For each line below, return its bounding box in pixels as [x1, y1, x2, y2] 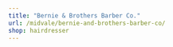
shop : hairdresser [8, 26, 69, 34]
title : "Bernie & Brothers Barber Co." [8, 11, 141, 20]
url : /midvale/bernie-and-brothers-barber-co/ [8, 19, 166, 27]
